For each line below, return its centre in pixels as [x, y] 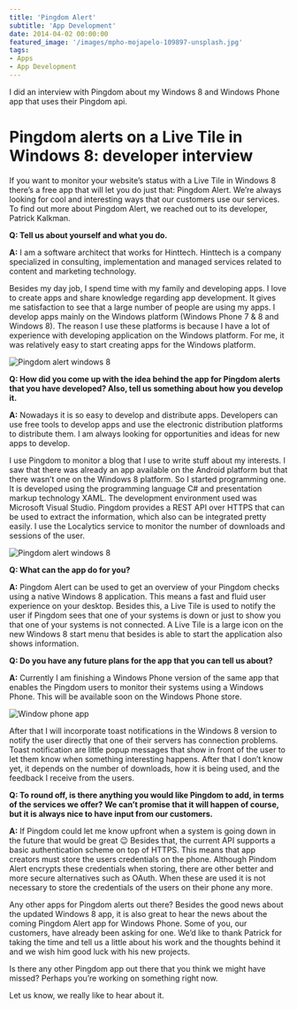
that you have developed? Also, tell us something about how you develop [146, 388]
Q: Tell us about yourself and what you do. [88, 235]
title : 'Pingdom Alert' [53, 17]
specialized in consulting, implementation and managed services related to [145, 261]
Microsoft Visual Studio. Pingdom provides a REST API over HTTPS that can [147, 507]
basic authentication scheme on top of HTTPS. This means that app [133, 850]
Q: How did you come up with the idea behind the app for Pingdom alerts [145, 379]
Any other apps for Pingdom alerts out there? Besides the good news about [147, 905]
